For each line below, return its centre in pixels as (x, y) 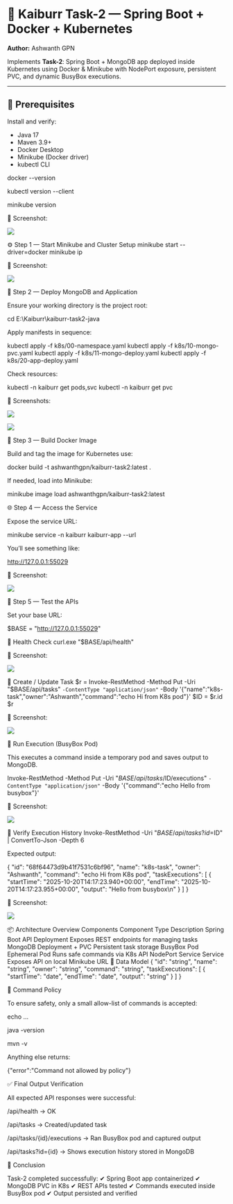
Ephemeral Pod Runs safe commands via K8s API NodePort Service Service (115, 954)
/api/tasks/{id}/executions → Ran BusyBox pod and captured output (104, 1138)
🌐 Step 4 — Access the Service (52, 507)
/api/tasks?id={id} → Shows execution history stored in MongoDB (101, 1151)
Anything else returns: (39, 1057)
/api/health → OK (32, 1111)
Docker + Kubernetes (70, 29)
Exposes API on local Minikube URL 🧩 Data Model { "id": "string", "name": (112, 961)
